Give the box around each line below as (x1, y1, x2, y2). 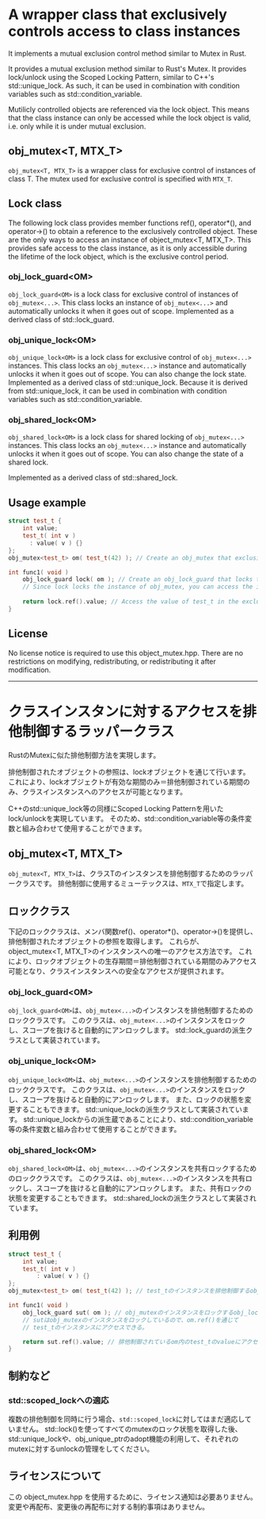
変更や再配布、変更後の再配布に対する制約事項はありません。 (8, 1502, 210, 1511)
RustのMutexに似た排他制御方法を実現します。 (8, 750, 161, 759)
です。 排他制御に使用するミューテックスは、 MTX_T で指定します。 (35, 878, 249, 889)
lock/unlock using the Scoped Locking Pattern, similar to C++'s (8, 72, 215, 82)
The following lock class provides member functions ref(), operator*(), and (8, 218, 252, 228)
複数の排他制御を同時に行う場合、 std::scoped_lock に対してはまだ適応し (8, 1414, 245, 1424)
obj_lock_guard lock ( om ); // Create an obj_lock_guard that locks (22, 576, 253, 583)
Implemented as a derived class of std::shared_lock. (8, 473, 178, 483)
